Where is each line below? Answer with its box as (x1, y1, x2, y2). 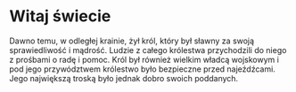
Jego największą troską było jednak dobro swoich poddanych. (9, 73, 239, 83)
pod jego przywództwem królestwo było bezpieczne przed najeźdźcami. (9, 64, 276, 74)
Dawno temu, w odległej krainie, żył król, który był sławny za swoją (9, 35, 255, 46)
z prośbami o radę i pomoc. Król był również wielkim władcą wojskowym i (9, 54, 279, 65)
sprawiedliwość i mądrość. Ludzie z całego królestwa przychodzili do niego (9, 44, 287, 55)
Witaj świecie (9, 6, 111, 27)
